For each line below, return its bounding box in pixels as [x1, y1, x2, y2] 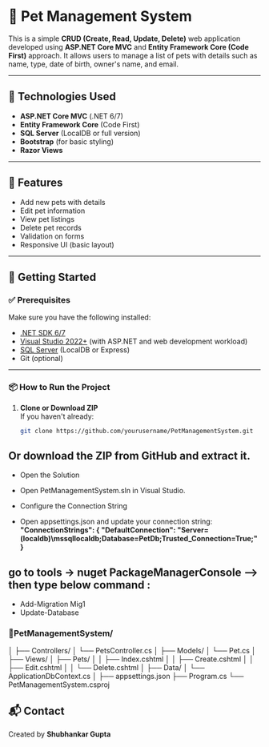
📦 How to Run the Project [8, 382, 110, 393]
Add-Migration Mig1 [19, 600, 86, 609]
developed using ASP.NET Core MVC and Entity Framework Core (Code [8, 42, 250, 51]
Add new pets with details [19, 197, 106, 207]
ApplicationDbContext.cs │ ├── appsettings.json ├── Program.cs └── [8, 672, 244, 681]
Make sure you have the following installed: [8, 312, 151, 323]
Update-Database [19, 608, 79, 617]
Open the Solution [19, 470, 80, 480]
